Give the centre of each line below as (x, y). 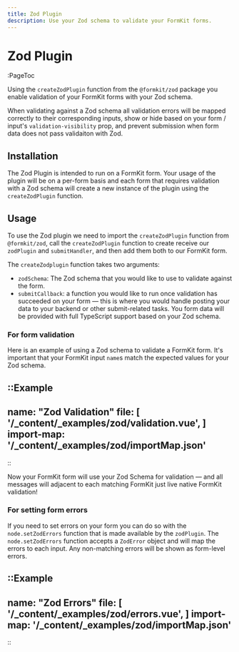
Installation (33, 156)
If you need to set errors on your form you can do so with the (97, 526)
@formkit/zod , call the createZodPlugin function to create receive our (108, 243)
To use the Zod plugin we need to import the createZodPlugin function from (118, 235)
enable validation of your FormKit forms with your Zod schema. (100, 97)
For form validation (41, 335)
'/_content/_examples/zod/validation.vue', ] (107, 423)
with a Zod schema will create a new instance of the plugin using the (108, 188)
